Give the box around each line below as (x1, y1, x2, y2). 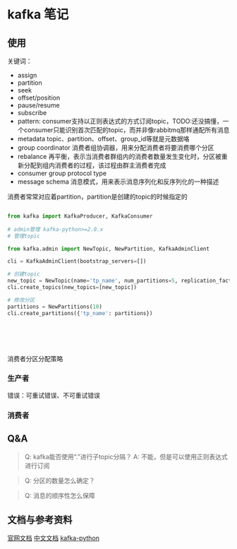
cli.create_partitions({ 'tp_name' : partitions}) (7, 309, 153, 317)
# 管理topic (7, 232, 40, 240)
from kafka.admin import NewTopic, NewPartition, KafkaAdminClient (7, 245, 210, 252)
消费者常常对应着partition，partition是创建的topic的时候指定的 (7, 192, 188, 201)
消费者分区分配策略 (7, 354, 63, 362)
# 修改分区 (7, 296, 35, 304)
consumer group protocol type (17, 169, 107, 177)
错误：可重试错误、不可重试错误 (7, 391, 100, 399)
